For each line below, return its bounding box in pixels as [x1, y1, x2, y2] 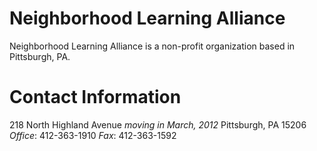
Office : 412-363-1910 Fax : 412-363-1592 [9, 129, 177, 141]
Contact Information [9, 86, 182, 109]
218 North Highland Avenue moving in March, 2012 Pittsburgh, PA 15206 [9, 118, 307, 131]
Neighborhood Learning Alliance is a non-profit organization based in [9, 40, 296, 52]
